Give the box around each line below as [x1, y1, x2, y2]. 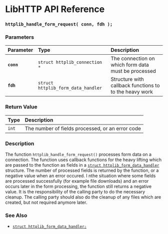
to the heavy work [110, 88, 153, 95]
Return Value [5, 103, 37, 110]
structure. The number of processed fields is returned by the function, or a [5, 167, 159, 173]
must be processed [110, 68, 156, 75]
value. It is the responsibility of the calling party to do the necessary [5, 189, 145, 194]
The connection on [110, 55, 155, 62]
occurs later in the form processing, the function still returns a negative [5, 183, 151, 189]
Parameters [5, 34, 34, 41]
